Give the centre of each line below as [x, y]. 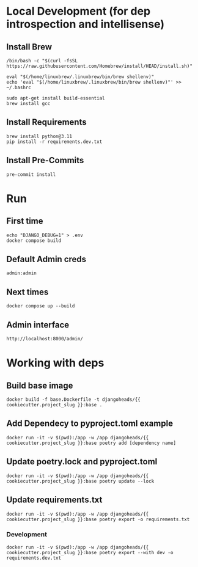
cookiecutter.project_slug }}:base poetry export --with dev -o [90, 552]
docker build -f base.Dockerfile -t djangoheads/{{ [73, 400]
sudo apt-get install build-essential [56, 98]
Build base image [40, 385]
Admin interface [38, 325]
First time [25, 221]
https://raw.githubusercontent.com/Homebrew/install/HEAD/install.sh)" [99, 66]
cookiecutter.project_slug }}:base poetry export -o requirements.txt [98, 519]
